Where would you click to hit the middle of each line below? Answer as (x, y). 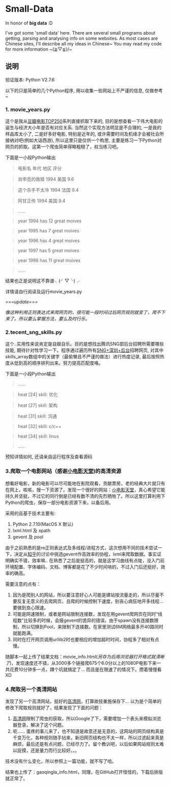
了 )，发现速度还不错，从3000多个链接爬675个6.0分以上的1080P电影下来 (81, 663)
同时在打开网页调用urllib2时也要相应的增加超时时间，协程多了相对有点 (86, 639)
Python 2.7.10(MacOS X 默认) (43, 524)
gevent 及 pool (28, 537)
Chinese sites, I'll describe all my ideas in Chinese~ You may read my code (83, 43)
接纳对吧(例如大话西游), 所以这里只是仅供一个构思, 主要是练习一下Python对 (83, 140)
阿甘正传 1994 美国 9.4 (42, 201)
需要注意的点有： (23, 584)
